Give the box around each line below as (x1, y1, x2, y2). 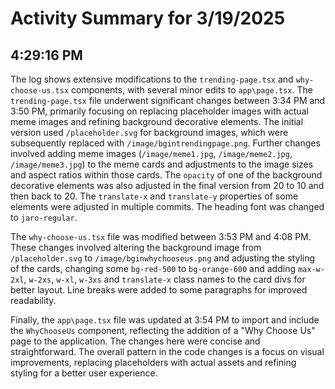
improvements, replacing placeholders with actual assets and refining (10, 357, 297, 368)
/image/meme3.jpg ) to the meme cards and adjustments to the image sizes (10, 158, 314, 170)
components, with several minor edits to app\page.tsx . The (71, 84, 313, 96)
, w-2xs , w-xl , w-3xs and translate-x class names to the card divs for (23, 273, 306, 285)
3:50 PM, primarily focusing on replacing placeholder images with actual (10, 105, 309, 117)
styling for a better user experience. (10, 367, 158, 379)
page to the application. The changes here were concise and (10, 335, 261, 347)
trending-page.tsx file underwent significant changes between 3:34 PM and (10, 95, 326, 106)
